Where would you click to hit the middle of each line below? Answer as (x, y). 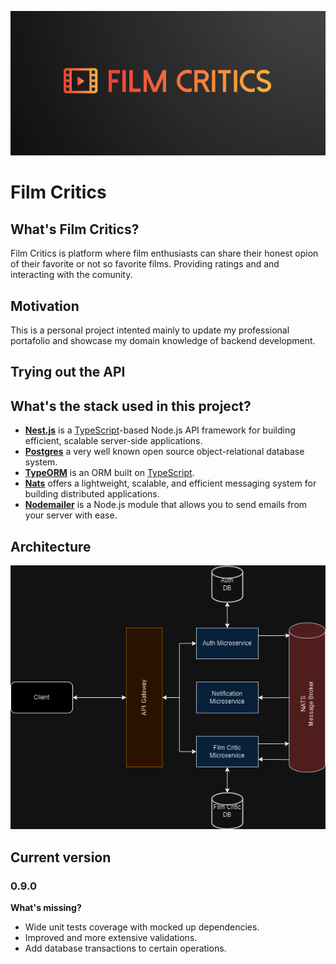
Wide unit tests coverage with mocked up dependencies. (142, 927)
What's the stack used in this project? (131, 406)
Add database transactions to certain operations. (125, 948)
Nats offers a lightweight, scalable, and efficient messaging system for (170, 483)
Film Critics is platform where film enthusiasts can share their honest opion (164, 253)
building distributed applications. (92, 494)
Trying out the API (68, 372)
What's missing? (46, 908)
